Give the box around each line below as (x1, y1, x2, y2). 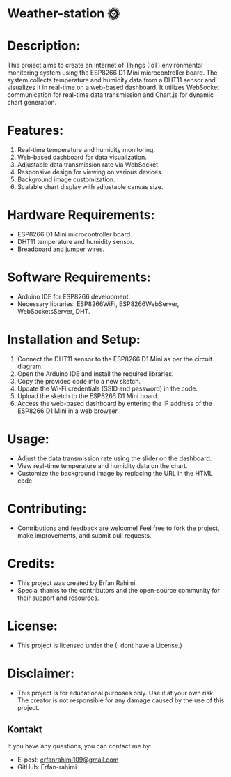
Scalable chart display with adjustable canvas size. (17, 183, 164, 191)
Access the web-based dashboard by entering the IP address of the (17, 399, 212, 407)
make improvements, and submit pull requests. (17, 531, 152, 539)
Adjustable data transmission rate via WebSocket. (17, 160, 160, 169)
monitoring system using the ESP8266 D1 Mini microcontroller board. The (7, 68, 218, 77)
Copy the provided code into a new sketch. (17, 377, 141, 385)
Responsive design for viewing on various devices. (17, 168, 164, 176)
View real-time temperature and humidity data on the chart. (17, 461, 188, 469)
